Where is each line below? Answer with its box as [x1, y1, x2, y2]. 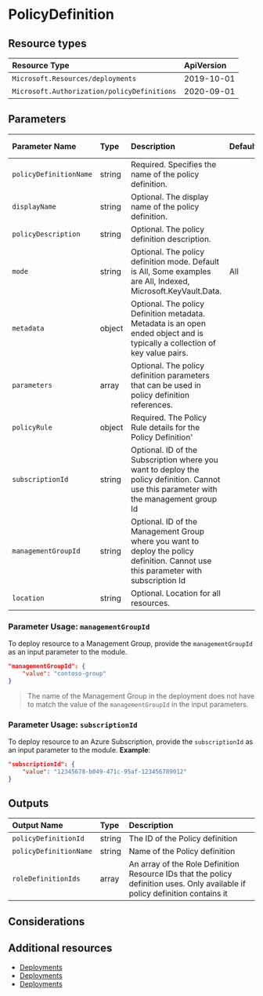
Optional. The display [130, 191, 209, 202]
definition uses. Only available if [128, 878, 247, 889]
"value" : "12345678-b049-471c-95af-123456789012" [22, 768, 188, 775]
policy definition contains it [128, 888, 229, 899]
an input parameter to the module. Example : [8, 746, 151, 755]
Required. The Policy [130, 412, 207, 423]
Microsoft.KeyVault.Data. [130, 285, 222, 296]
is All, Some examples [130, 265, 211, 276]
